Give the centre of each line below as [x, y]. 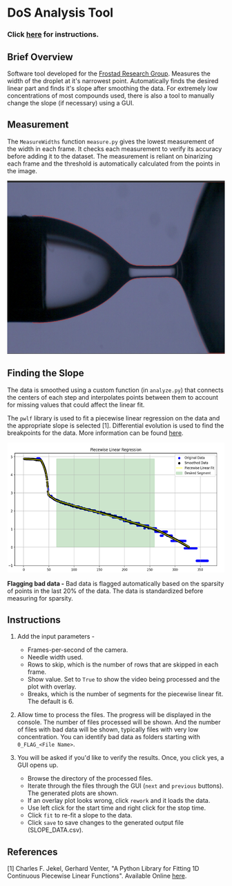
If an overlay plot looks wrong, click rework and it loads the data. [119, 801]
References [32, 852]
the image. [22, 170]
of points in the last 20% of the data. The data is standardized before [105, 591]
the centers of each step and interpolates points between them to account [113, 397]
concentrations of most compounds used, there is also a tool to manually [111, 96]
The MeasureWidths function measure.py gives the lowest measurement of [111, 141]
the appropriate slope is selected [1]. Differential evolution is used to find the [116, 425]
